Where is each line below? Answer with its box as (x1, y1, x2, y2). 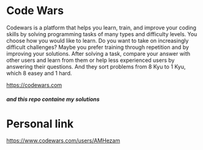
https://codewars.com (6, 81, 62, 89)
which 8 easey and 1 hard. (6, 69, 72, 77)
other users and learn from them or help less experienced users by (6, 56, 175, 64)
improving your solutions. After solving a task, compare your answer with (6, 50, 191, 57)
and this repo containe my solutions (6, 96, 100, 103)
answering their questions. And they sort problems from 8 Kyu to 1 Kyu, (6, 62, 186, 70)
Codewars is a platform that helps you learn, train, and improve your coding (6, 24, 197, 31)
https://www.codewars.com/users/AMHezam (6, 137, 120, 144)
